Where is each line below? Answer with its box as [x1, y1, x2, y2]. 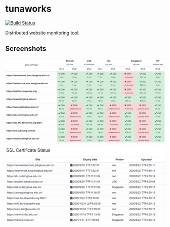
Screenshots [5, 44, 47, 53]
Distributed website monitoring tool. [5, 29, 80, 36]
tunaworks [5, 3, 52, 15]
